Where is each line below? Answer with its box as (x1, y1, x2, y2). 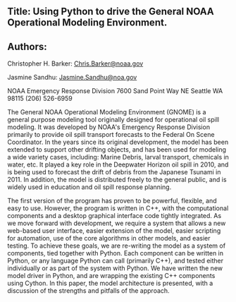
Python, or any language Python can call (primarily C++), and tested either (7, 257, 224, 265)
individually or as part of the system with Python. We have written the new (7, 264, 223, 272)
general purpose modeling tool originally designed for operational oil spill (7, 116, 220, 124)
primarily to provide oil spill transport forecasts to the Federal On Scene (7, 131, 215, 139)
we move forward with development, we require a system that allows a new (7, 219, 226, 228)
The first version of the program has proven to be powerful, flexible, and (7, 197, 217, 205)
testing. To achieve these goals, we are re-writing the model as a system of (7, 241, 226, 250)
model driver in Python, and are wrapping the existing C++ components (7, 272, 216, 280)
